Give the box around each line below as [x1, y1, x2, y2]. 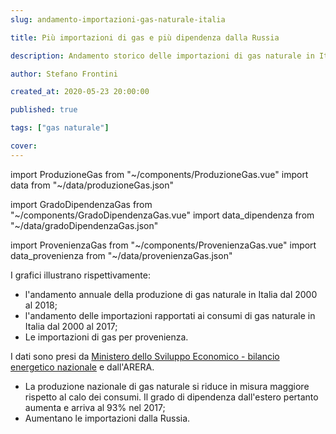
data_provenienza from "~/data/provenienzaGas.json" [10, 249, 233, 261]
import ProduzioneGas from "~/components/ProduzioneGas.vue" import [10, 168, 309, 180]
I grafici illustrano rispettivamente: [10, 269, 151, 281]
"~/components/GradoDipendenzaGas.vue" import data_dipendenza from [10, 209, 315, 221]
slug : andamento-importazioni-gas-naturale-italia [10, 14, 226, 25]
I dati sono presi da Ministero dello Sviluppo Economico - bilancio [10, 350, 280, 362]
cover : [10, 141, 38, 151]
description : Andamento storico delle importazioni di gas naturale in [10, 51, 315, 61]
